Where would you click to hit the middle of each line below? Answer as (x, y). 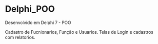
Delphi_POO (30, 9)
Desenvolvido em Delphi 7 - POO (38, 22)
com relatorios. (20, 37)
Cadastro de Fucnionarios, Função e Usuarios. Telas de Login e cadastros (79, 32)
